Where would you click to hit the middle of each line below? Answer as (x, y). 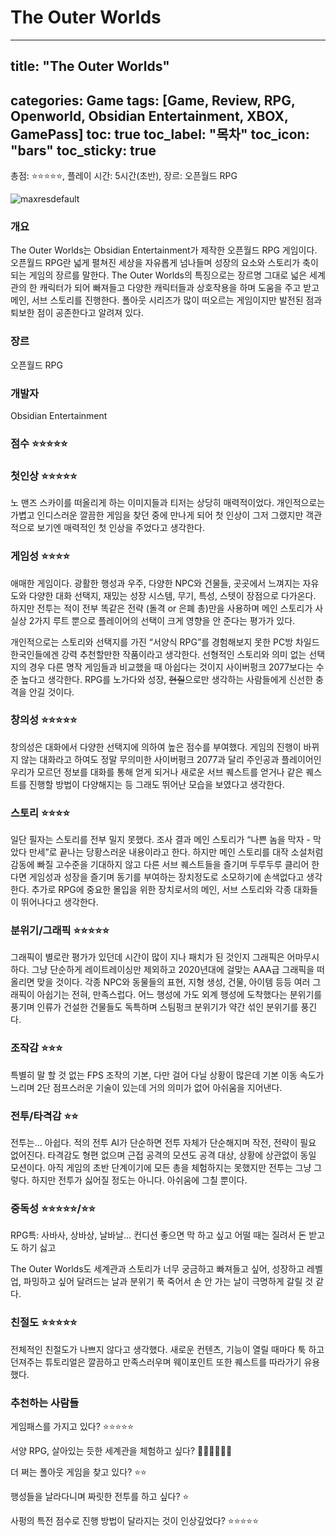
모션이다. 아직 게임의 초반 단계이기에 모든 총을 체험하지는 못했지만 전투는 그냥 (161, 1168)
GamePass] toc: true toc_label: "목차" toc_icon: (160, 134)
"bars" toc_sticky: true (83, 150)
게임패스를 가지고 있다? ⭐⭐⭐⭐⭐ (72, 1426)
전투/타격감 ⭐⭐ (44, 1116)
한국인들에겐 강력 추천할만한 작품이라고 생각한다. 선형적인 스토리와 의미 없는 (158, 654)
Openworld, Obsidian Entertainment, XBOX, (149, 116)
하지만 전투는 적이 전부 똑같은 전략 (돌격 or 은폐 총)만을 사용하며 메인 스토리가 (161, 608)
